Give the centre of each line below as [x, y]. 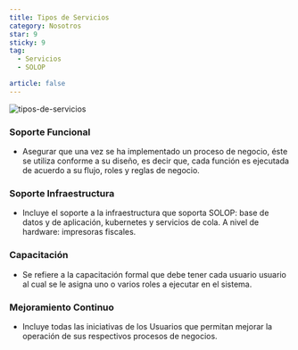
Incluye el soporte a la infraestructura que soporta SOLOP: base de [145, 213]
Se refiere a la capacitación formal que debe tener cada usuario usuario [154, 274]
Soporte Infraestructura [62, 193]
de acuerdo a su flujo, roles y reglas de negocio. [111, 171]
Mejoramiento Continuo [62, 307]
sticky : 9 [28, 42]
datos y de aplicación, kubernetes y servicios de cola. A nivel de [141, 222]
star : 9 [24, 34]
